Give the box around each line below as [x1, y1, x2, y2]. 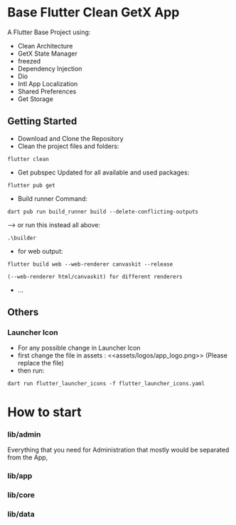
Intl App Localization [17, 79, 78, 88]
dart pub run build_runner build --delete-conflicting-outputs [7, 208, 199, 215]
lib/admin [7, 429, 41, 439]
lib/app [7, 471, 33, 481]
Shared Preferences [17, 87, 77, 95]
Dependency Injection [17, 64, 82, 73]
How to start [7, 404, 82, 420]
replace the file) [17, 359, 64, 368]
